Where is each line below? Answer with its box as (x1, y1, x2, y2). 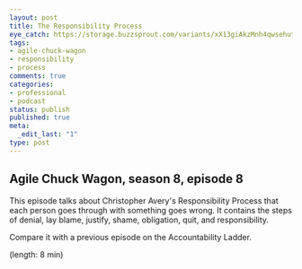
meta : (9, 122, 30, 131)
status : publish (9, 105, 70, 114)
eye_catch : (9, 30, 50, 39)
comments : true (9, 72, 67, 81)
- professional (9, 88, 67, 97)
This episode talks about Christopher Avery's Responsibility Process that (9, 195, 279, 206)
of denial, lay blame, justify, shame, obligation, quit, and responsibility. (9, 214, 270, 225)
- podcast (9, 96, 47, 106)
